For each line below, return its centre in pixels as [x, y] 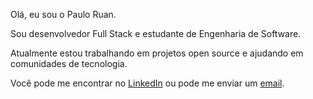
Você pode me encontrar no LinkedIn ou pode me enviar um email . [147, 83]
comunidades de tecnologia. [69, 63]
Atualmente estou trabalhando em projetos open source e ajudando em [157, 53]
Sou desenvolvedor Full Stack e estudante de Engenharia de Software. [156, 33]
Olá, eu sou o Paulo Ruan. [63, 14]
